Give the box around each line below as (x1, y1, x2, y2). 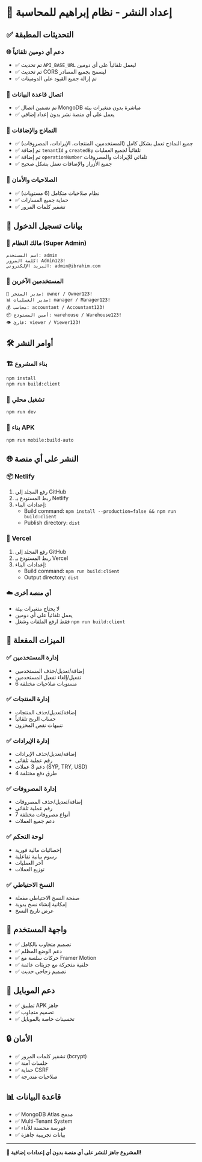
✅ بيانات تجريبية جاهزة (14, 1131, 66, 1138)
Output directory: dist (23, 573, 79, 581)
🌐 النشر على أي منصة (6, 454, 79, 464)
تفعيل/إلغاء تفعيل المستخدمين (14, 673, 82, 681)
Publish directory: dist (23, 519, 80, 527)
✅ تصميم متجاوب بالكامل (14, 941, 72, 948)
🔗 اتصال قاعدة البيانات (6, 90, 64, 98)
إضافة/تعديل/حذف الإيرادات (14, 751, 76, 758)
